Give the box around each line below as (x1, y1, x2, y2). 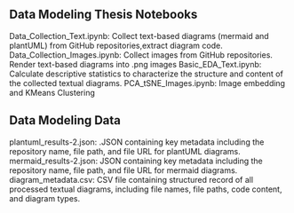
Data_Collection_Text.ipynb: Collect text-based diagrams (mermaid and (9, 30, 269, 41)
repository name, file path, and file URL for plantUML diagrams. (9, 146, 242, 156)
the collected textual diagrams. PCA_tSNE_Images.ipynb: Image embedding (9, 77, 286, 88)
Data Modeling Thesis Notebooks (9, 7, 198, 22)
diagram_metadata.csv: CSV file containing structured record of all (9, 174, 254, 185)
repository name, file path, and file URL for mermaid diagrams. (9, 164, 238, 176)
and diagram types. (9, 193, 81, 203)
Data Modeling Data (9, 113, 122, 128)
